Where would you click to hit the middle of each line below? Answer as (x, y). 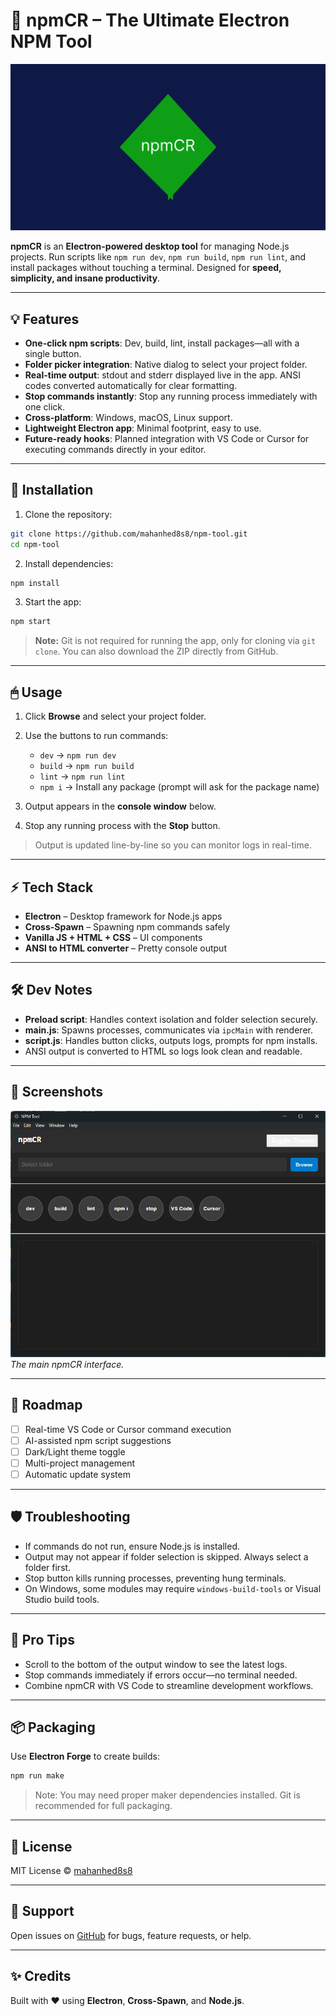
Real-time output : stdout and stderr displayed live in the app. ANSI (162, 375)
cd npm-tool (35, 544)
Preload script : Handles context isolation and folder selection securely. (171, 1019)
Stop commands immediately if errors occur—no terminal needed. (161, 1675)
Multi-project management (80, 1463)
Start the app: (53, 602)
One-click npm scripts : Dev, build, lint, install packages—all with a (162, 343)
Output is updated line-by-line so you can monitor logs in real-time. (173, 845)
